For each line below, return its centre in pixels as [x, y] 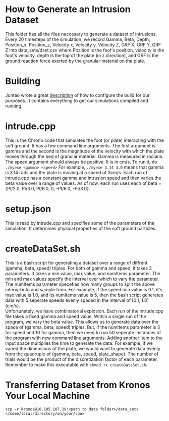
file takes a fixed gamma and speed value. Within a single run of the [76, 316]
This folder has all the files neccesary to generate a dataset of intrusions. [81, 34]
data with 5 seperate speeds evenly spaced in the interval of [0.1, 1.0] [77, 300]
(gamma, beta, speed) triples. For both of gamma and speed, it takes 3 [79, 268]
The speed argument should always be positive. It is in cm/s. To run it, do [81, 162]
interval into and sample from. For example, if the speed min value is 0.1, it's [84, 289]
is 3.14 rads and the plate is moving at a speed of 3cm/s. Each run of [76, 172]
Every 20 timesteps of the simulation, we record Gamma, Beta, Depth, [78, 39]
